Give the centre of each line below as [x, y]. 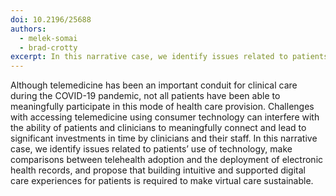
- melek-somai [48, 38]
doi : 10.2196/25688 [51, 19]
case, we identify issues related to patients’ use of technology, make [151, 149]
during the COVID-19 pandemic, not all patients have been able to [145, 96]
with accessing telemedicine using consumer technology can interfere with [165, 117]
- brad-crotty [48, 47]
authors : [28, 29]
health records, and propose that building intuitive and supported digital [158, 170]
